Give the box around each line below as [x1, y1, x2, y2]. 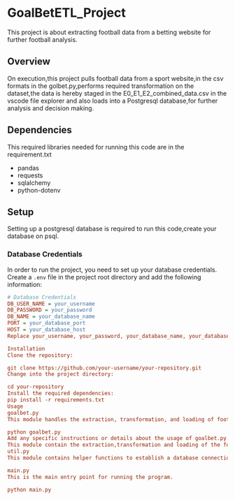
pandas [17, 163, 40, 172]
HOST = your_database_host [7, 326, 86, 333]
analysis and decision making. [7, 103, 94, 112]
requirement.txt [7, 150, 52, 159]
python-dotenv [17, 186, 61, 194]
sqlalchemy [17, 178, 51, 186]
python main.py [7, 486, 52, 493]
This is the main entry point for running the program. [7, 473, 173, 480]
